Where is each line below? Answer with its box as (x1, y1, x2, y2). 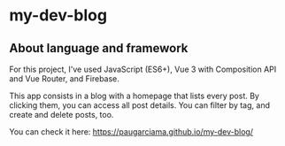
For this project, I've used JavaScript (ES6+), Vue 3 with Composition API (9, 64, 277, 74)
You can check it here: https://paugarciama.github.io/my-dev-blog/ (9, 127, 254, 137)
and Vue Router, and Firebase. (9, 73, 119, 84)
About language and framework (9, 41, 189, 56)
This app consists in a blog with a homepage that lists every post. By (9, 90, 259, 101)
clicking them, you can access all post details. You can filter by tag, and (9, 100, 270, 111)
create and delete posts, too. (9, 110, 114, 119)
